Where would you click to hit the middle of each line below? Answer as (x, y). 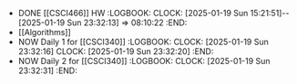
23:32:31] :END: (47, 70)
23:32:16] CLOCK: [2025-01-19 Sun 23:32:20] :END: (116, 51)
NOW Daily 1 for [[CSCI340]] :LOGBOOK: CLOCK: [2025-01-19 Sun (143, 42)
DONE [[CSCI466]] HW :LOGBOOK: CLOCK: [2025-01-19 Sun (133, 13)
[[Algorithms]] (44, 32)
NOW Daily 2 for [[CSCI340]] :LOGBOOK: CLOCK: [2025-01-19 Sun (144, 61)
